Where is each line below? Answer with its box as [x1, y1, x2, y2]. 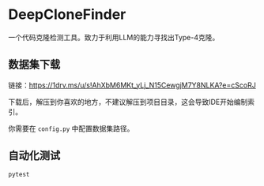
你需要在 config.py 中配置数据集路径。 [8, 124, 134, 133]
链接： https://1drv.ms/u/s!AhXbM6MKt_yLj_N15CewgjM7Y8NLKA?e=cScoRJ [8, 80, 257, 90]
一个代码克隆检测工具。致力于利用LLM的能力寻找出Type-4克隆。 [8, 32, 220, 42]
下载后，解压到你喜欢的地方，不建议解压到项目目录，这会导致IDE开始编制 [8, 97, 248, 106]
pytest [8, 170, 30, 178]
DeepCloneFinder [8, 6, 126, 24]
